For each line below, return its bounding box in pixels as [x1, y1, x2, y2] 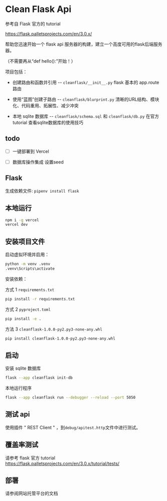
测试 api [5, 410, 30, 419]
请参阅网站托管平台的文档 [5, 490, 58, 496]
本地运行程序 [5, 385, 32, 391]
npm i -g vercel [5, 217, 39, 223]
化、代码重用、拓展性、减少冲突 [12, 102, 79, 108]
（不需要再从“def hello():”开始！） [5, 58, 76, 64]
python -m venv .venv [5, 262, 51, 267]
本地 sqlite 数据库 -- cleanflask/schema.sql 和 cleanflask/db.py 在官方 [12, 113, 159, 119]
